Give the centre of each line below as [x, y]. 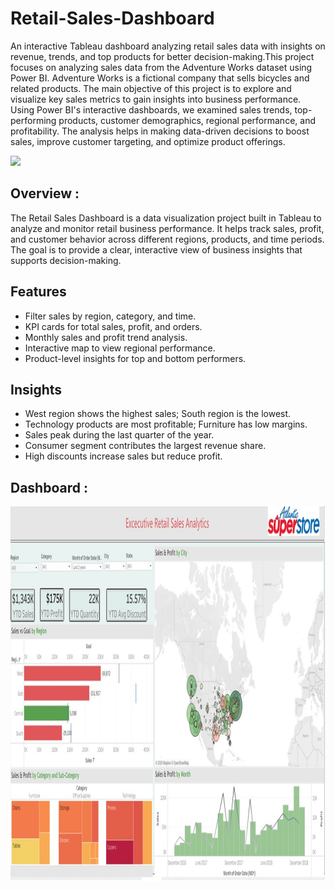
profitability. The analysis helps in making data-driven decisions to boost [160, 131]
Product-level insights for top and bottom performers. [135, 358]
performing [33, 120]
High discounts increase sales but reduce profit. [123, 456]
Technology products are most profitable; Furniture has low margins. [166, 424]
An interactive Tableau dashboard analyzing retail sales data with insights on [168, 46]
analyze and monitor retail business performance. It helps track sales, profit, [167, 228]
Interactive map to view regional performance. [120, 348]
